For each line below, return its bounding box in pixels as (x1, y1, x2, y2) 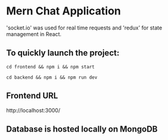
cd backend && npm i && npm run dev (6, 74, 97, 81)
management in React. (6, 30, 62, 37)
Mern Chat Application (6, 4, 121, 18)
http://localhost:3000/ (6, 106, 61, 114)
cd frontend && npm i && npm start (6, 64, 95, 70)
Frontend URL (6, 91, 59, 101)
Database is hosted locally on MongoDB (6, 124, 158, 134)
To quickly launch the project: (6, 48, 120, 58)
